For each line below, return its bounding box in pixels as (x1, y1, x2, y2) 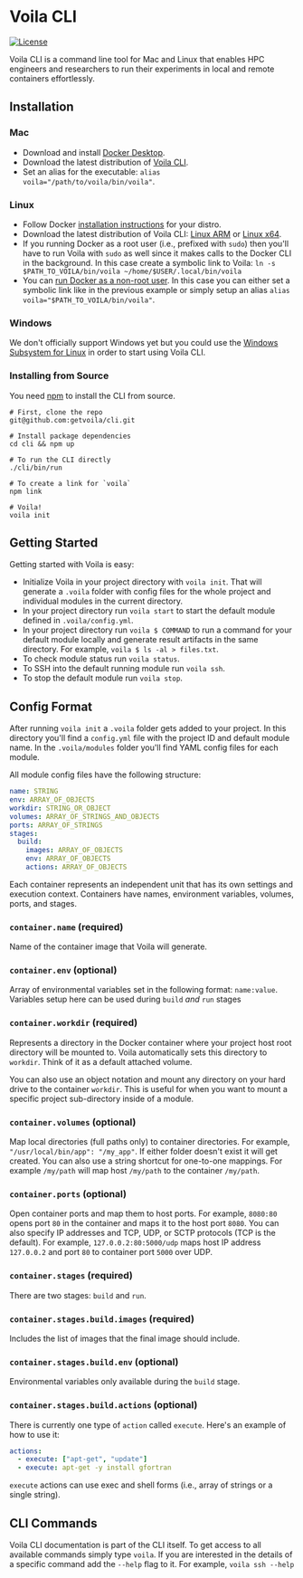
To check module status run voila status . (22, 653, 180, 664)
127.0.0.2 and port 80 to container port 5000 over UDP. (9, 1247, 213, 1258)
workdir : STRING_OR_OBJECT (9, 803, 111, 813)
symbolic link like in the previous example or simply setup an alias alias (22, 284, 291, 295)
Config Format (9, 699, 93, 714)
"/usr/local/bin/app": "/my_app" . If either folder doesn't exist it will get (9, 1146, 279, 1157)
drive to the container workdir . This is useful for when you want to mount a (9, 1083, 288, 1094)
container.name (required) (9, 920, 124, 933)
